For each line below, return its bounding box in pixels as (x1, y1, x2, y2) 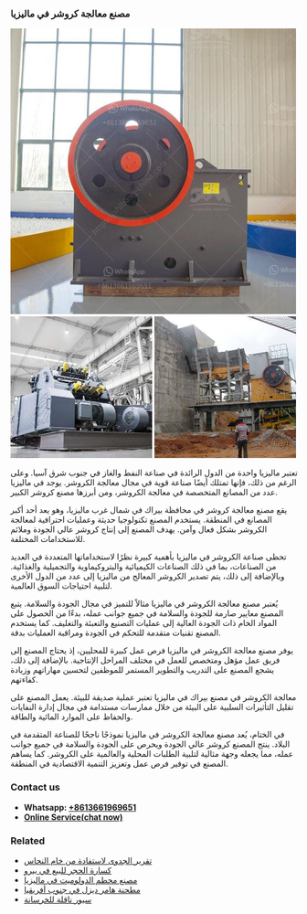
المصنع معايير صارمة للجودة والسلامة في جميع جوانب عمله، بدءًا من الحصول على (10, 608, 284, 619)
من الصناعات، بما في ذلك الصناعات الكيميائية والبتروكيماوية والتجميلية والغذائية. (10, 561, 277, 572)
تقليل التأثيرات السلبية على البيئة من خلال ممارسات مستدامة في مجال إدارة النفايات (10, 702, 294, 713)
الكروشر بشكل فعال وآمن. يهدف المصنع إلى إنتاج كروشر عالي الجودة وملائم (10, 524, 268, 535)
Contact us (10, 781, 60, 793)
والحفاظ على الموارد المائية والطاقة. (10, 711, 133, 722)
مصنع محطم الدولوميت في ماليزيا (23, 874, 138, 885)
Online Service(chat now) (23, 812, 123, 823)
